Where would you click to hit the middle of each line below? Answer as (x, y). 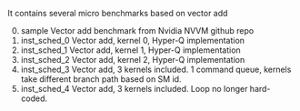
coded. (34, 98)
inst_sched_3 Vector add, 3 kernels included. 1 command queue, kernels (156, 69)
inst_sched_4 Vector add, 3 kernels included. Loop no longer (134, 89)
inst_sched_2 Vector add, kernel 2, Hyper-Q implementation (133, 60)
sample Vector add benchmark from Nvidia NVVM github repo (137, 30)
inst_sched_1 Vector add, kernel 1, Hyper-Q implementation (130, 50)
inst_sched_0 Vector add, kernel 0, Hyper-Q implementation (133, 40)
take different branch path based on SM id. (101, 79)
